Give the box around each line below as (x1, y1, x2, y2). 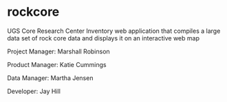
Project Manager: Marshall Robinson (7, 47, 110, 55)
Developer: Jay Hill (7, 87, 61, 95)
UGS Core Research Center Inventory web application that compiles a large (7, 27, 221, 35)
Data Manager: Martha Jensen (7, 73, 94, 82)
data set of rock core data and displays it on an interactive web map (7, 34, 199, 42)
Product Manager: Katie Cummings (7, 60, 107, 68)
